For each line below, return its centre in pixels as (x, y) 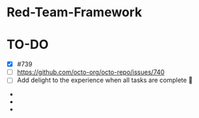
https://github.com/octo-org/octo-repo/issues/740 (91, 72)
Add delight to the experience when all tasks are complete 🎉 (104, 80)
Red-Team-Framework (74, 12)
